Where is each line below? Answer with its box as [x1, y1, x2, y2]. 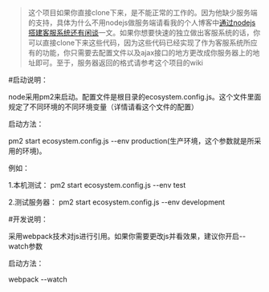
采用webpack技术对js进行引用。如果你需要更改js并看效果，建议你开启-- [8, 232, 247, 241]
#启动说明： [8, 75, 48, 84]
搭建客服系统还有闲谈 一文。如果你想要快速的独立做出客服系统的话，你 [27, 28, 261, 37]
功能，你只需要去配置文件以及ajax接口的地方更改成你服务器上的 [42, 48, 253, 57]
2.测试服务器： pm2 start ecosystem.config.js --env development [8, 197, 226, 207]
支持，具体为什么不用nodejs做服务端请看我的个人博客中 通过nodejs [35, 18, 256, 27]
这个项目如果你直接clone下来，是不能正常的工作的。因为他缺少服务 [27, 8, 251, 17]
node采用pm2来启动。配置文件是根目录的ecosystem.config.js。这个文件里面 [8, 92, 262, 101]
